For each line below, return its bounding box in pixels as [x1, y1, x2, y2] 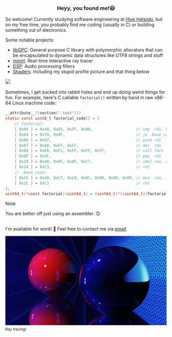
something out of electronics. [5, 27, 68, 33]
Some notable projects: [5, 37, 55, 43]
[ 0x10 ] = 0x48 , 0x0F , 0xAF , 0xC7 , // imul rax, [14, 159, 164, 164]
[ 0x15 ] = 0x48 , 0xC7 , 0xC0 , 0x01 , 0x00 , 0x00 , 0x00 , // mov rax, [14, 175, 164, 181]
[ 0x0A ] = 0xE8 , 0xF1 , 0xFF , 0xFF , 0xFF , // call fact [14, 148, 164, 153]
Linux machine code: [12, 100, 56, 106]
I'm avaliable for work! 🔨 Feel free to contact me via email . [5, 226, 128, 232]
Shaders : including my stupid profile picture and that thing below [12, 69, 149, 75]
